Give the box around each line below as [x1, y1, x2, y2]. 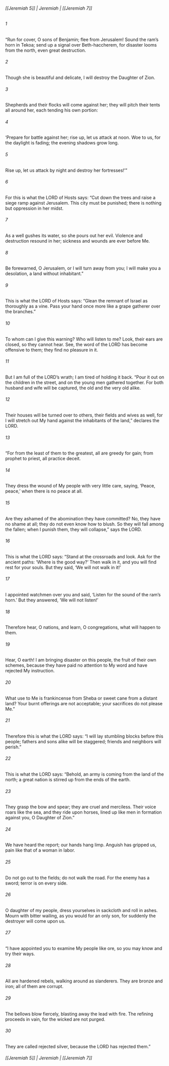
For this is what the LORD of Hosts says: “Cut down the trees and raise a [5, 194, 156, 201]
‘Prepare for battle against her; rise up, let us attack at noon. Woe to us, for [5, 134, 161, 140]
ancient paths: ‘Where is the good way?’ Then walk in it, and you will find [5, 559, 156, 565]
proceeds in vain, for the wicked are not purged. [5, 1016, 105, 1022]
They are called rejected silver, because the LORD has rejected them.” [5, 1043, 151, 1049]
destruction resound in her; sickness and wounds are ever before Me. [5, 238, 150, 244]
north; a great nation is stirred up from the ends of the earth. [5, 777, 131, 783]
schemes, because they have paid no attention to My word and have [5, 662, 148, 668]
